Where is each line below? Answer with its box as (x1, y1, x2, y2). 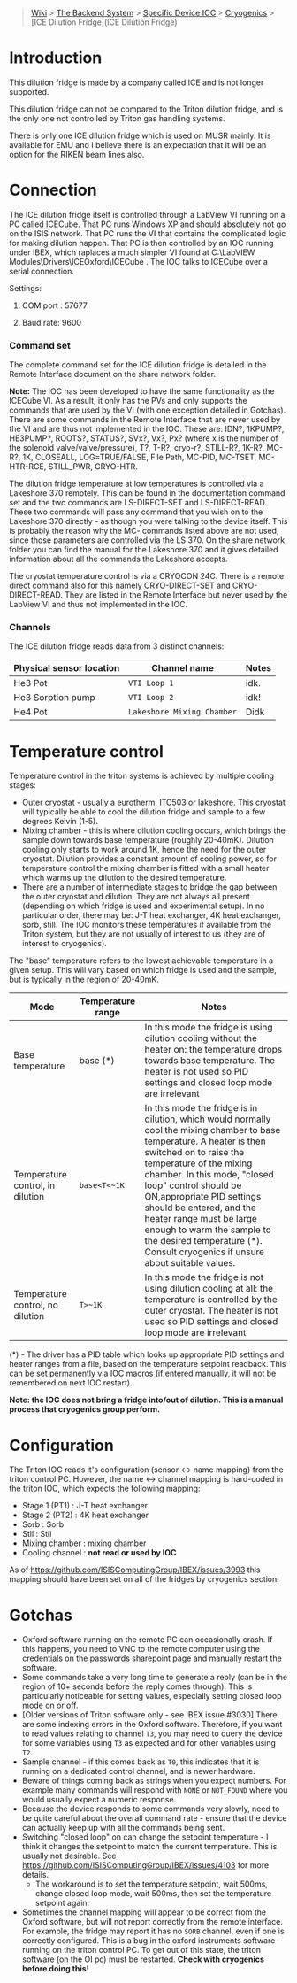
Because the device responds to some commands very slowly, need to (21, 1803, 280, 1814)
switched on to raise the (144, 1146, 245, 1159)
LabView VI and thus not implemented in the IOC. (9, 599, 188, 610)
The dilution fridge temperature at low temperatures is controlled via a (9, 478, 264, 490)
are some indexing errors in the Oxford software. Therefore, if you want (21, 1719, 283, 1730)
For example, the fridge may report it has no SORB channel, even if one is (21, 1925, 285, 1937)
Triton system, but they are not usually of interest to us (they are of (21, 929, 266, 939)
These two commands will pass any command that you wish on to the (9, 506, 263, 517)
